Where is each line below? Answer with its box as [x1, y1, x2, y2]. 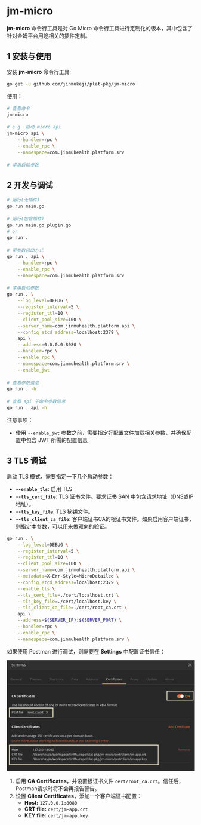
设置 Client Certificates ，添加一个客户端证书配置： [15, 792, 142, 799]
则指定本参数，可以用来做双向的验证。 [15, 523, 110, 530]
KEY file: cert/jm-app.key [24, 811, 88, 819]
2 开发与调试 [7, 180, 53, 190]
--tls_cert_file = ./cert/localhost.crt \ [17, 592, 119, 598]
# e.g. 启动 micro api [7, 124, 61, 130]
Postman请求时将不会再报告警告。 [15, 784, 100, 792]
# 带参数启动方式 [7, 247, 44, 253]
